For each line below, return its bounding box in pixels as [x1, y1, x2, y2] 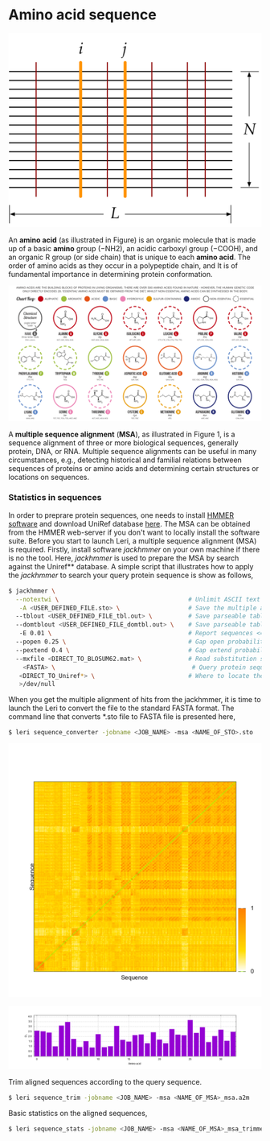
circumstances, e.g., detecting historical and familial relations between [8, 455, 243, 465]
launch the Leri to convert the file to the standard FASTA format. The [8, 703, 235, 713]
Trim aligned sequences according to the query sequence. [8, 1077, 202, 1087]
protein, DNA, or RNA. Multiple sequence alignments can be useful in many [8, 446, 257, 456]
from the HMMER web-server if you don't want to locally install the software [8, 527, 260, 537]
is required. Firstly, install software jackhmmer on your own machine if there [8, 544, 260, 554]
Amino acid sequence [8, 6, 157, 24]
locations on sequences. [8, 472, 90, 482]
